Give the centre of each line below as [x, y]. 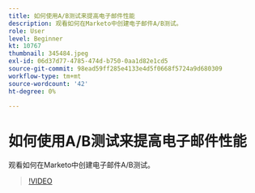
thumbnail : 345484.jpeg [49, 54]
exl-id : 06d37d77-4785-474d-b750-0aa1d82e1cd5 [88, 62]
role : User [27, 31]
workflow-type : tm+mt [45, 76]
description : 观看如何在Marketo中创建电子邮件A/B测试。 [96, 24]
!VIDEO [40, 181]
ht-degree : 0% [32, 91]
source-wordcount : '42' [49, 84]
